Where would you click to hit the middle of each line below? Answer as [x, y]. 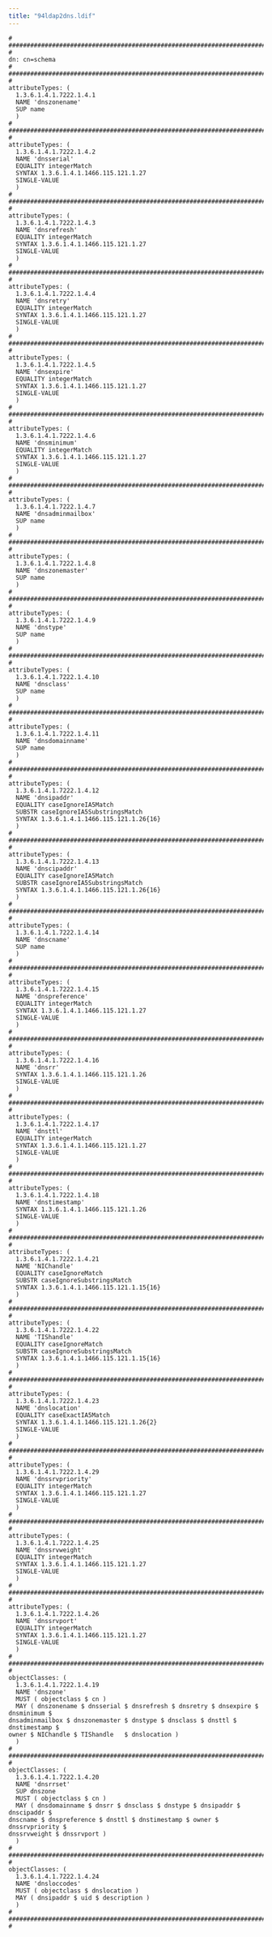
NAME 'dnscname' [43, 939]
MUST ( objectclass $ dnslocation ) [77, 1891]
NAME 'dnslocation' [49, 1408]
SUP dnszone [36, 1791]
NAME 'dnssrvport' [47, 1621]
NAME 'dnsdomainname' [52, 741]
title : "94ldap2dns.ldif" [52, 16]
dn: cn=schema [32, 59]
